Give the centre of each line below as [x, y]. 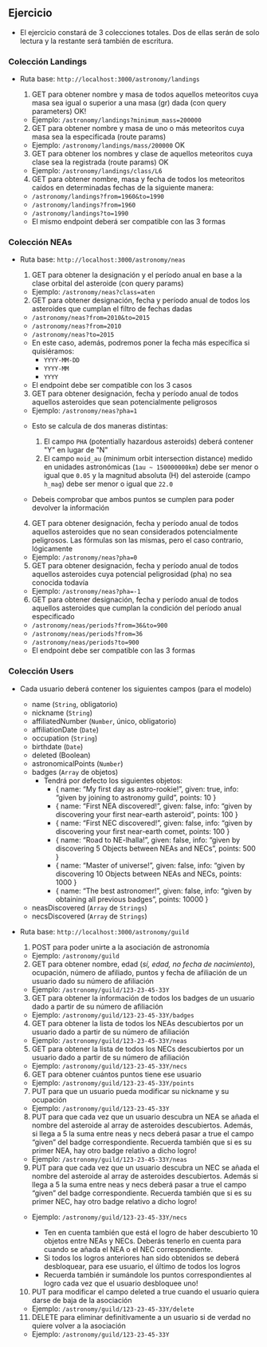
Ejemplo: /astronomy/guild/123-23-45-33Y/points [113, 1082]
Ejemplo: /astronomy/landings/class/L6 [97, 171]
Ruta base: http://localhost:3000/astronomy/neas [102, 259]
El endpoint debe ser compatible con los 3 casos [112, 385]
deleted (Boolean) [61, 755]
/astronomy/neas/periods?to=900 [85, 643]
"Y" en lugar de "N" [76, 450]
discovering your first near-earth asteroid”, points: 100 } [147, 814]
